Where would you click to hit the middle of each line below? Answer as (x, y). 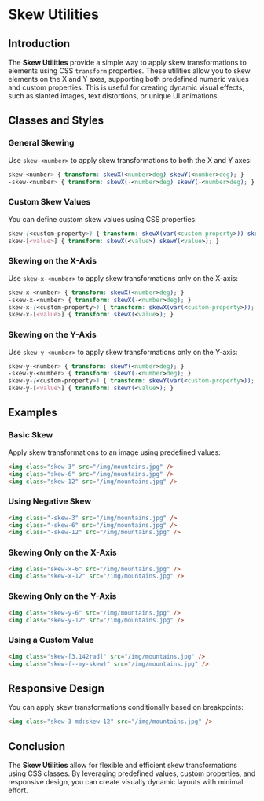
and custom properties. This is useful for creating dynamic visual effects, (126, 87)
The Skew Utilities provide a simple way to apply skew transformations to (128, 62)
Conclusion (37, 746)
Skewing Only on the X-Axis (62, 552)
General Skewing (41, 143)
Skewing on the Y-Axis (52, 334)
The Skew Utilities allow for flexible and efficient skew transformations (123, 765)
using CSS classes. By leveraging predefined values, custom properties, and (132, 773)
